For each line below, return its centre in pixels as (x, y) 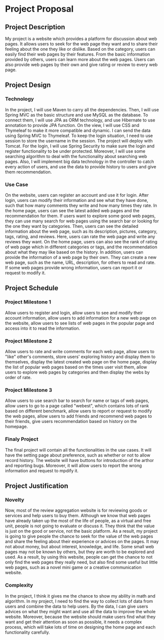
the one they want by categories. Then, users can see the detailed (72, 226)
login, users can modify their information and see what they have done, (77, 200)
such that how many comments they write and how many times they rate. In (81, 205)
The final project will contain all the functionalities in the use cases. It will (78, 450)
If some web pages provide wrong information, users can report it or (74, 267)
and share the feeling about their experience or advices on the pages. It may (82, 541)
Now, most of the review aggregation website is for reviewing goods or (76, 510)
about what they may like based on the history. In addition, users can (74, 252)
